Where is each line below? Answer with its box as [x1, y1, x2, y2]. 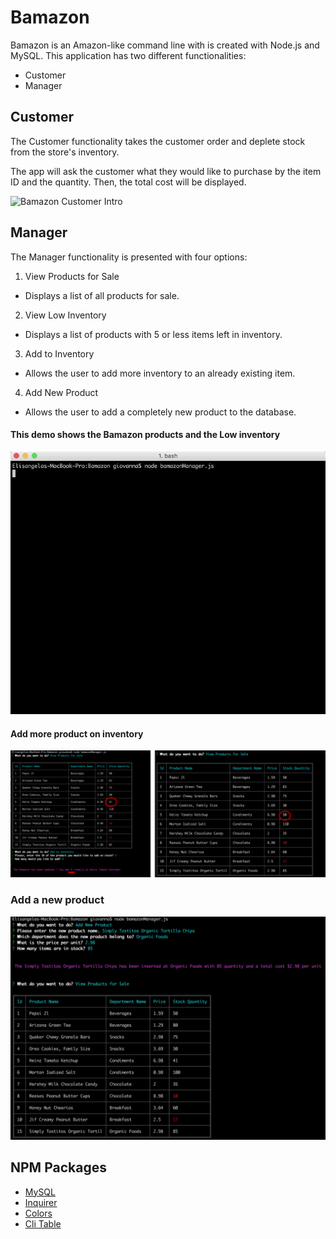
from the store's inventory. [10, 146, 120, 158]
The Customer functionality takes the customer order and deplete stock [10, 135, 306, 147]
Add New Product [24, 386, 99, 398]
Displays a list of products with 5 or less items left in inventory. [24, 328, 283, 340]
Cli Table [24, 1217, 62, 1230]
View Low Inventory [24, 309, 107, 321]
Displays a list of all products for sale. [24, 289, 180, 301]
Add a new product [10, 893, 105, 907]
